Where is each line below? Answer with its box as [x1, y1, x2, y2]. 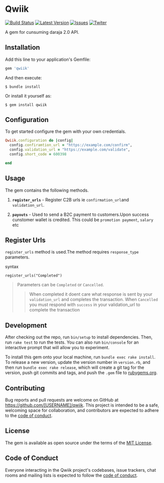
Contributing [5, 384, 45, 392]
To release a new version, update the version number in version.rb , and [5, 359, 151, 365]
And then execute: [5, 75, 42, 80]
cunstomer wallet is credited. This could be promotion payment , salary [12, 217, 153, 223]
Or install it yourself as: [5, 93, 51, 99]
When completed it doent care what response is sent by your [29, 291, 153, 297]
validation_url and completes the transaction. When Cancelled [29, 297, 158, 303]
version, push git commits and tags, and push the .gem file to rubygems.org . [5, 370, 158, 376]
